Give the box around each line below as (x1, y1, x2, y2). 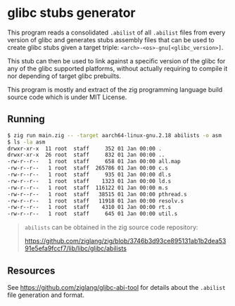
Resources (7, 264, 56, 276)
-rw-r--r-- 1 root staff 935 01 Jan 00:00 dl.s (7, 171, 172, 178)
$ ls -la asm (7, 139, 46, 146)
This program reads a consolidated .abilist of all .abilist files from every (7, 28, 226, 37)
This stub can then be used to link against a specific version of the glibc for (7, 56, 226, 65)
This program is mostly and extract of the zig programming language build (7, 85, 223, 94)
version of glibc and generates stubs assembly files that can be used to (7, 35, 215, 44)
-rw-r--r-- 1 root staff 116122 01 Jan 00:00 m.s (7, 184, 169, 191)
